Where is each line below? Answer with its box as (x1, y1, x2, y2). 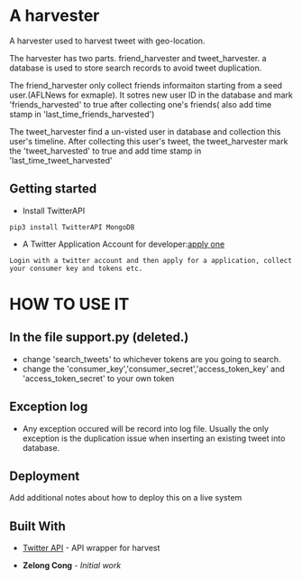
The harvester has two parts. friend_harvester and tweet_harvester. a (9, 52, 268, 63)
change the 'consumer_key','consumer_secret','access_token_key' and (22, 363, 286, 374)
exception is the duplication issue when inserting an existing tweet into (22, 433, 286, 444)
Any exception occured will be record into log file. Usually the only (22, 423, 269, 434)
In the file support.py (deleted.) (9, 330, 189, 345)
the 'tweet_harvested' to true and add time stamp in (9, 145, 202, 156)
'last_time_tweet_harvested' (9, 154, 113, 165)
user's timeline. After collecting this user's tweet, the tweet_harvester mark (9, 136, 288, 146)
